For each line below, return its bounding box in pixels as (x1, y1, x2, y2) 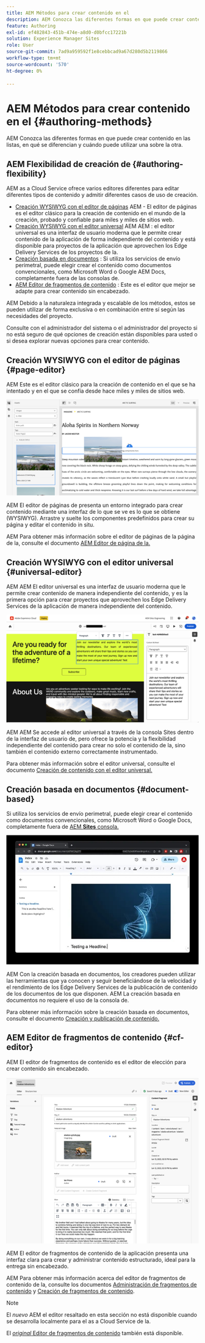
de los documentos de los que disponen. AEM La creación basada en (6, 990, 181, 997)
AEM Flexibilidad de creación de (6, 159, 131, 169)
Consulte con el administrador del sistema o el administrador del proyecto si (6, 324, 198, 331)
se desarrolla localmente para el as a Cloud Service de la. (6, 1317, 151, 1325)
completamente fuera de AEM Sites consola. (6, 823, 119, 831)
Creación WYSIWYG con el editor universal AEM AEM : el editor (15, 223, 175, 230)
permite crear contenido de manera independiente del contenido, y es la (6, 590, 188, 597)
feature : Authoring (6, 23, 56, 29)
